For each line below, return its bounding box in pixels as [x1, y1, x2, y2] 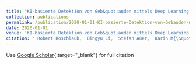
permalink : [6, 19, 33, 25]
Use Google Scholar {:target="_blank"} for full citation [6, 52, 134, 58]
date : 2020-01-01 [6, 24, 48, 31]
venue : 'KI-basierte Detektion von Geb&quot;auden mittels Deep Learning [6, 30, 190, 36]
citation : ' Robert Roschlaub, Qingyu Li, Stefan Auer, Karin [6, 35, 168, 41]
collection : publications [6, 14, 69, 20]
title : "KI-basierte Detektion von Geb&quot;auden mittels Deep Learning [6, 8, 190, 15]
